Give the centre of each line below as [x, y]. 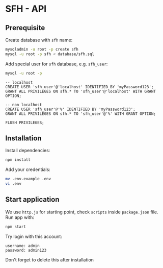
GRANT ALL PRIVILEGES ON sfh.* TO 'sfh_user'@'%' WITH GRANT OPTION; [81, 114]
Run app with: [20, 217]
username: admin [22, 246]
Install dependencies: [28, 151]
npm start [16, 227]
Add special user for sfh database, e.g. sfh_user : [57, 64]
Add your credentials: [28, 169]
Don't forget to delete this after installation [50, 260]
